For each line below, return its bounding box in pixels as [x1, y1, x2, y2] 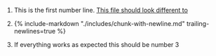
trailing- [186, 20, 210, 27]
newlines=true [13, 27, 56, 35]
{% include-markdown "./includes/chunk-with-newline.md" [13, 20, 185, 27]
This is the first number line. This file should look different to [13, 6, 188, 14]
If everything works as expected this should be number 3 [13, 41, 180, 48]
